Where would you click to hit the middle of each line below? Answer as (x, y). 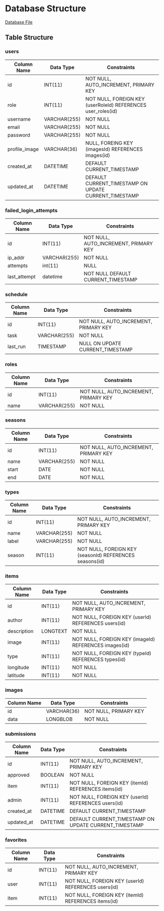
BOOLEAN (52, 775)
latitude (16, 676)
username (19, 119)
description (20, 632)
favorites (16, 840)
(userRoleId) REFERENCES (116, 105)
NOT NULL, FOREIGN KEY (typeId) (112, 654)
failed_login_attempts (31, 210)
